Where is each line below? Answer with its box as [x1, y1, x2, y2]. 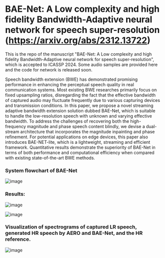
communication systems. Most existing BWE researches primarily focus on [5, 87, 157, 93]
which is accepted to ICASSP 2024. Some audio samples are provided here [5, 62, 158, 67]
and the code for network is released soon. [5, 66, 93, 72]
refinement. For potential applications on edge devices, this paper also [5, 134, 148, 140]
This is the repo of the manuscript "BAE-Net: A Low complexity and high [5, 51, 152, 57]
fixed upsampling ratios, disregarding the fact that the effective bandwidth [5, 92, 156, 98]
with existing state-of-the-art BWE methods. [5, 155, 95, 161]
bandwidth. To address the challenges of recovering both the [5, 118, 130, 124]
